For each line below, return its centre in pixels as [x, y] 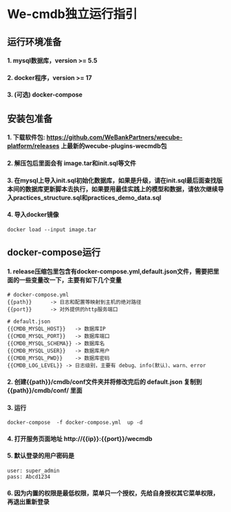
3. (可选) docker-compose [45, 95]
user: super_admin [33, 471]
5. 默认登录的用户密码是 [41, 455]
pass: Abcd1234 [29, 477]
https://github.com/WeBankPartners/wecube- [114, 137]
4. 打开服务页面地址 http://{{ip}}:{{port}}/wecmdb [80, 438]
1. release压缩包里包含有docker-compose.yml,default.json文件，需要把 [110, 271]
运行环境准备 [34, 42]
